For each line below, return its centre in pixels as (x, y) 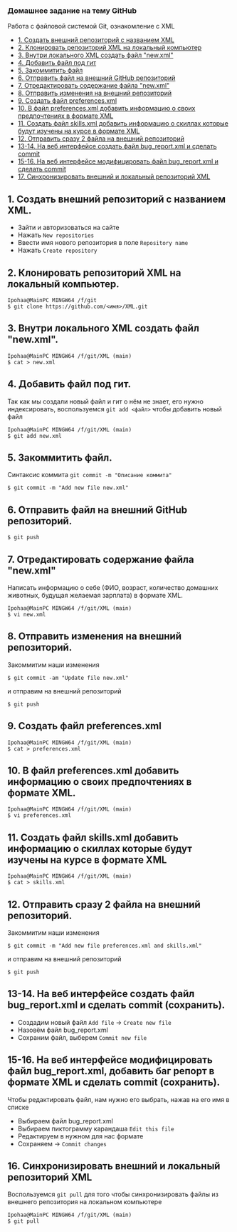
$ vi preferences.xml (39, 816)
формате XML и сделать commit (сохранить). (114, 1082)
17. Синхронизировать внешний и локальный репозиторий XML (114, 176)
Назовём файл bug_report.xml (63, 1030)
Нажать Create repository (57, 250)
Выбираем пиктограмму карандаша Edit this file (96, 1128)
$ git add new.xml (35, 436)
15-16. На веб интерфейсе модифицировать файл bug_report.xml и (118, 161)
